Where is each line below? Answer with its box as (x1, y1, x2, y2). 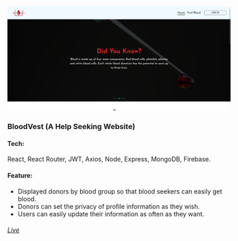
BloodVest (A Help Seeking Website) (7, 122, 136, 132)
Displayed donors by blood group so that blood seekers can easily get (17, 187, 222, 196)
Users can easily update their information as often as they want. (17, 209, 205, 218)
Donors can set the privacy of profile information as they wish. (17, 202, 200, 211)
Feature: (7, 171, 33, 179)
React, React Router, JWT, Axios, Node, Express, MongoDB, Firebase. (7, 155, 211, 164)
